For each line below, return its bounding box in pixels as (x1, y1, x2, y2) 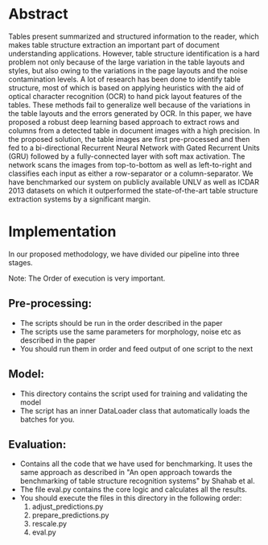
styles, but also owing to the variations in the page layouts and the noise (8, 65, 248, 75)
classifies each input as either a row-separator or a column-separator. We (8, 168, 254, 178)
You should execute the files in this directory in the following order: (19, 493, 242, 503)
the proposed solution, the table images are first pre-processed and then (8, 134, 250, 144)
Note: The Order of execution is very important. (8, 273, 166, 283)
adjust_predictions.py (31, 501, 104, 512)
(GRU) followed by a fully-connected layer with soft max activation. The (8, 151, 245, 161)
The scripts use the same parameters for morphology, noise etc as (19, 327, 241, 336)
